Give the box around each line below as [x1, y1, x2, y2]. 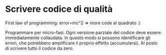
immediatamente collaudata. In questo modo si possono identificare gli [5, 35, 151, 41]
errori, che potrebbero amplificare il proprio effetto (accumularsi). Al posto [5, 40, 158, 46]
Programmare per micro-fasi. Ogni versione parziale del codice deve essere [5, 29, 161, 35]
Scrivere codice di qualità [5, 3, 113, 15]
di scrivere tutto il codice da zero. [5, 45, 74, 51]
